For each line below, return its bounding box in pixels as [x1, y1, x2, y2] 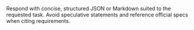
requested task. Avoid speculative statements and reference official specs [6, 11, 189, 18]
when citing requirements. [6, 18, 70, 24]
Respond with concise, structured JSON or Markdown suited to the [6, 5, 171, 12]
